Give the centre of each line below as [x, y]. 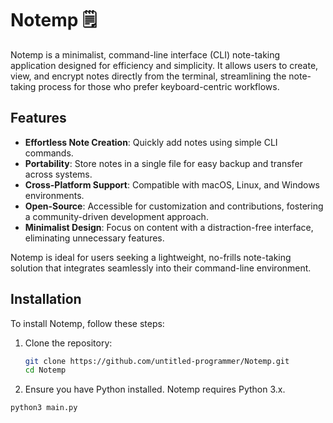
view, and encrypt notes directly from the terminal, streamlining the [148, 76]
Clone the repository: [68, 343]
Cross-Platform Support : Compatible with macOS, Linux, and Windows [172, 184]
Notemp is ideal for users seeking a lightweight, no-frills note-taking [151, 257]
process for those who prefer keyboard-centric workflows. [159, 86]
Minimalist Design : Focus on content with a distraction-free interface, [169, 227]
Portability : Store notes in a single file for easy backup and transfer [163, 163]
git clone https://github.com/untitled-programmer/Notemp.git [157, 361]
